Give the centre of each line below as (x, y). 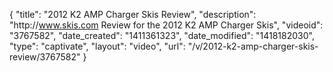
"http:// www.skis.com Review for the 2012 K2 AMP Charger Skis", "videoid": (166, 25)
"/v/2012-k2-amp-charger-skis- (253, 46)
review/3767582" (45, 57)
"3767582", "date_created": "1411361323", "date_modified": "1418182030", (162, 35)
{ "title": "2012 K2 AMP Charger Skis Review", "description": (133, 14)
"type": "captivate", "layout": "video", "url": (97, 46)
